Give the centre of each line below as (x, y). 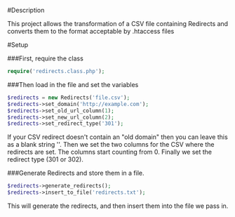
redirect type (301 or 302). (46, 159)
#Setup (18, 45)
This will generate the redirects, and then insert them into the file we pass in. (118, 206)
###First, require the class (46, 58)
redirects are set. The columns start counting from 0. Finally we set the (110, 152)
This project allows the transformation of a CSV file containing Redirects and (118, 24)
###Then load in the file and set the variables (73, 84)
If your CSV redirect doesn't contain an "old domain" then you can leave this (117, 137)
